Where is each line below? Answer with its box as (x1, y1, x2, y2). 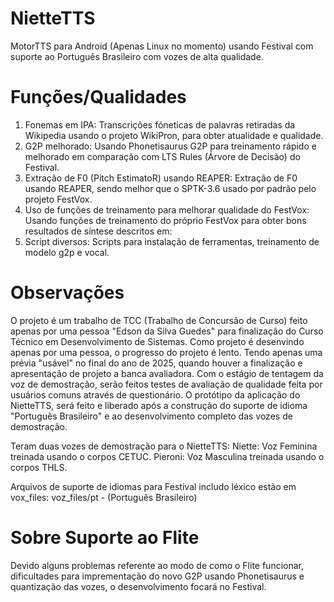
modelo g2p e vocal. (24, 246, 110, 258)
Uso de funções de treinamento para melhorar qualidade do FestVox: (24, 203, 310, 216)
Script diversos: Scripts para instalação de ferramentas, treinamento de (24, 235, 320, 247)
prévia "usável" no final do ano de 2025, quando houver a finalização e (10, 357, 303, 369)
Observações (10, 282, 125, 304)
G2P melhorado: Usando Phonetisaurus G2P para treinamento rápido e (24, 140, 317, 152)
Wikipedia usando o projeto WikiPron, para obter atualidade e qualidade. (24, 129, 324, 141)
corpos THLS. (10, 461, 68, 473)
